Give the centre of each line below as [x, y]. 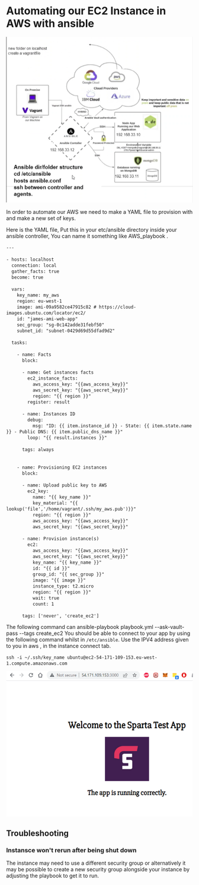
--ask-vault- [170, 627]
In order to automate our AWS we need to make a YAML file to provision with [99, 212]
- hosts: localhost [30, 260]
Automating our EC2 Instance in [86, 11]
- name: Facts [34, 355]
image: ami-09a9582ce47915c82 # [57, 307]
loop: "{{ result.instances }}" [68, 438]
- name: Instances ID [49, 414]
